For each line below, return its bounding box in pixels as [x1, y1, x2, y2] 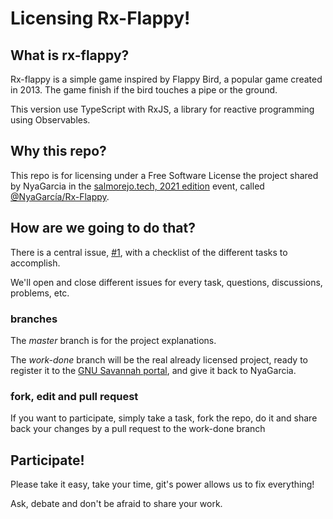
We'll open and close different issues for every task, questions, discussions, [10, 276, 323, 288]
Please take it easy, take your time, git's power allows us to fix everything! [10, 478, 315, 491]
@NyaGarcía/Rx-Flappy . [10, 190, 110, 202]
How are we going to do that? [10, 220, 196, 237]
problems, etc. [10, 287, 70, 299]
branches [10, 312, 58, 326]
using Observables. [10, 114, 91, 126]
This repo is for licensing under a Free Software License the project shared [10, 169, 319, 181]
